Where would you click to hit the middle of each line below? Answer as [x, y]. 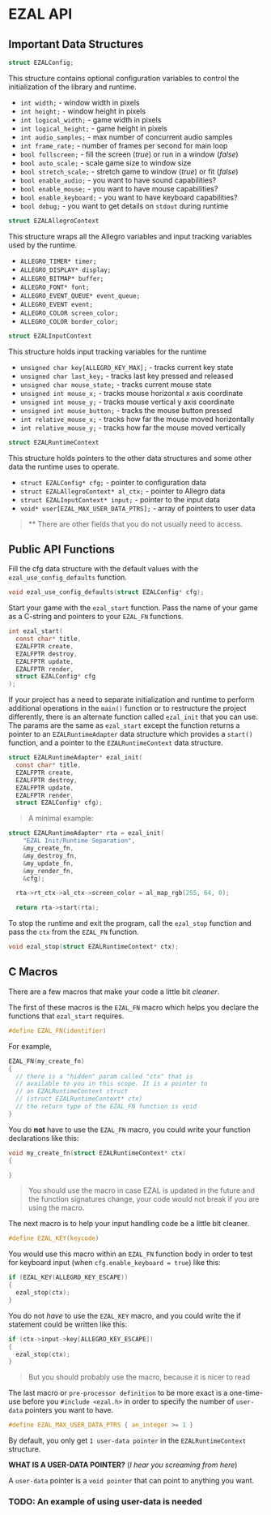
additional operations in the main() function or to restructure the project [127, 708]
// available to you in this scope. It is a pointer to [112, 1084]
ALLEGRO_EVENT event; [56, 304]
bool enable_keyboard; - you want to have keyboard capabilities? [129, 197]
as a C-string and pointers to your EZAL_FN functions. [96, 617]
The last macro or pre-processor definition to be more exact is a [118, 1393]
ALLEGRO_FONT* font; [55, 287]
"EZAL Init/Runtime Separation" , [79, 841]
